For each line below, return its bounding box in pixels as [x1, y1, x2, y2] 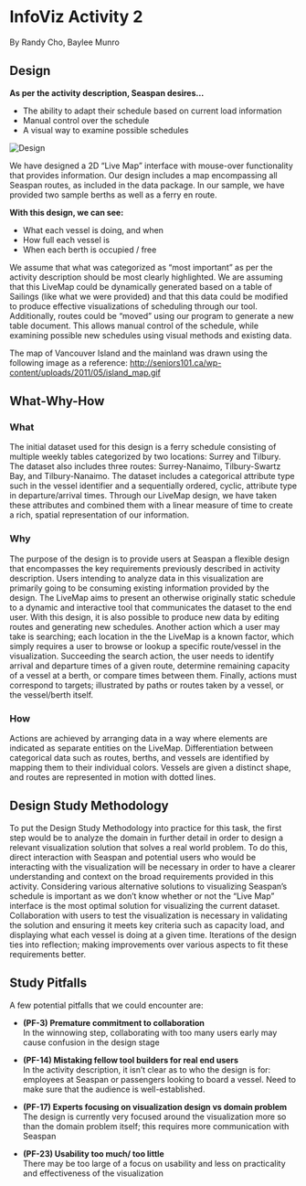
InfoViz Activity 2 [9, 6, 143, 27]
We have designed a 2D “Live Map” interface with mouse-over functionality [9, 160, 294, 171]
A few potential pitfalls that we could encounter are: [9, 999, 204, 1010]
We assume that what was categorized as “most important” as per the [9, 262, 273, 272]
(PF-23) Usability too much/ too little [22, 1148, 164, 1159]
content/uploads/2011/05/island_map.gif [9, 367, 162, 378]
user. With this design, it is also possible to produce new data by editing [9, 611, 280, 623]
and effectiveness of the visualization [22, 1168, 164, 1179]
